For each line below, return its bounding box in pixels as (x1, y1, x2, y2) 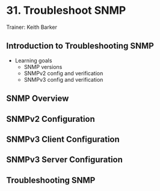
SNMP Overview (6, 94, 69, 104)
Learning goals (14, 56, 52, 64)
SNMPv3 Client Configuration (6, 134, 120, 144)
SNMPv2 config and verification (23, 70, 103, 77)
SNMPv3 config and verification (23, 76, 103, 83)
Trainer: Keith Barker (6, 23, 57, 31)
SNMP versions (23, 63, 63, 70)
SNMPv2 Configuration (6, 114, 95, 124)
